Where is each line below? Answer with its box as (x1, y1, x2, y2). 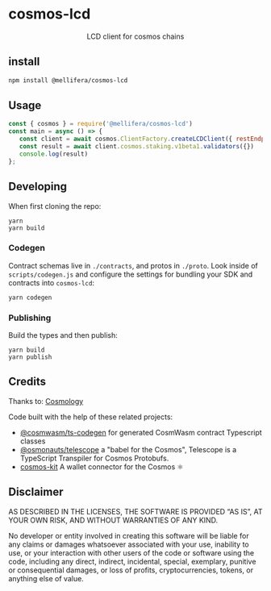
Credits (8, 375, 47, 389)
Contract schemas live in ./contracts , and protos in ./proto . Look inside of (8, 260, 258, 270)
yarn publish (8, 353, 52, 361)
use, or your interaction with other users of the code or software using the (8, 547, 255, 557)
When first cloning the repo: (8, 201, 102, 210)
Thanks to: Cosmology (8, 396, 84, 406)
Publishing (8, 312, 52, 323)
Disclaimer (8, 485, 64, 499)
